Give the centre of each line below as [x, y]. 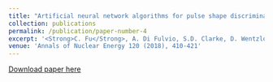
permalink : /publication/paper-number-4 [78, 31]
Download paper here [45, 69]
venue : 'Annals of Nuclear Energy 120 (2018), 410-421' [105, 46]
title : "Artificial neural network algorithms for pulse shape [118, 16]
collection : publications [52, 24]
